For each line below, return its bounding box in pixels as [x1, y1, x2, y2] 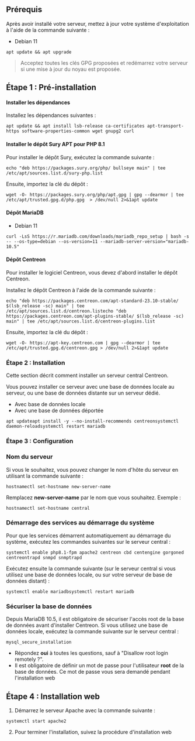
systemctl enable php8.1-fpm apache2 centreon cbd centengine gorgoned [6, 550, 184, 555]
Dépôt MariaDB [6, 209, 44, 216]
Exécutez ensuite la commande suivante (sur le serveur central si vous [6, 565, 176, 572]
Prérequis [6, 5, 43, 15]
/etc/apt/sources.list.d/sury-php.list [6, 170, 103, 176]
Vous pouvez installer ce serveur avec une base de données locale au [6, 383, 175, 390]
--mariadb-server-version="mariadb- [100, 238, 190, 245]
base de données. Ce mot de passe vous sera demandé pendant [14, 668, 170, 675]
